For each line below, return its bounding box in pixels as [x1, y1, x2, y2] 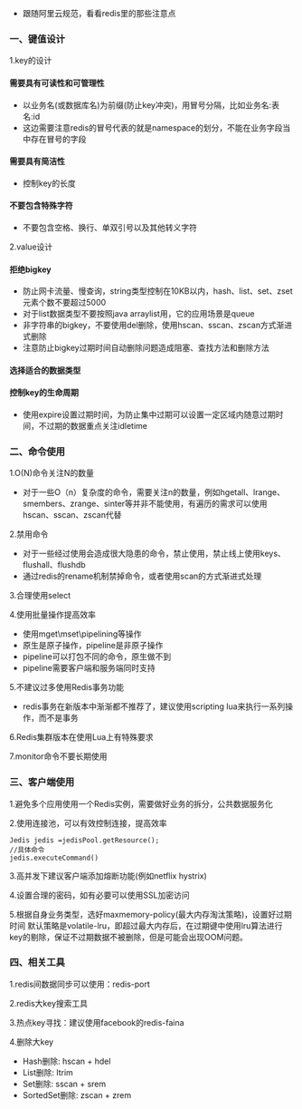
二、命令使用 [9, 445, 66, 458]
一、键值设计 [9, 33, 66, 45]
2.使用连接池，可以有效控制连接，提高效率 [9, 817, 167, 828]
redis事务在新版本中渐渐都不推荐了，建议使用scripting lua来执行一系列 [22, 701, 286, 712]
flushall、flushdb [22, 559, 86, 570]
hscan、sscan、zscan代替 [22, 510, 122, 520]
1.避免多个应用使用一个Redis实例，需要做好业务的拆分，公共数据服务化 [9, 798, 274, 809]
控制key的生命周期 [9, 387, 80, 398]
